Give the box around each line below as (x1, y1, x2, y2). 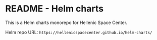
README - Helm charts (5, 3, 104, 14)
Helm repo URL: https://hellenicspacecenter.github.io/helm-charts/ (5, 29, 152, 35)
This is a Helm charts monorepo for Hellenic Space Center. (5, 19, 128, 25)
